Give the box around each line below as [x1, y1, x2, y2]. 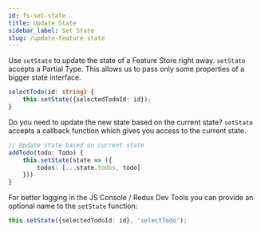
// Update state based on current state [8, 141, 145, 149]
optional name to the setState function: [8, 201, 138, 211]
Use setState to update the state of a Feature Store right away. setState [8, 56, 246, 65]
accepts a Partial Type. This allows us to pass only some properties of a [8, 65, 245, 74]
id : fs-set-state [8, 11, 66, 20]
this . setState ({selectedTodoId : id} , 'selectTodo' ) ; [8, 217, 188, 225]
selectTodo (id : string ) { [8, 88, 94, 96]
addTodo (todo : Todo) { [8, 148, 84, 156]
